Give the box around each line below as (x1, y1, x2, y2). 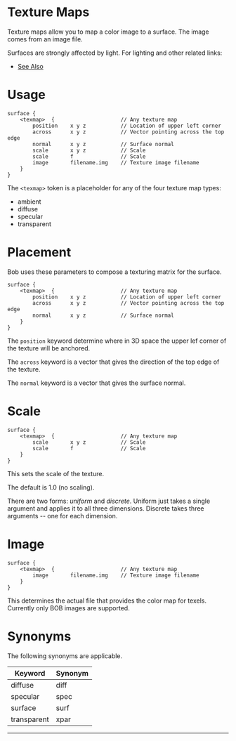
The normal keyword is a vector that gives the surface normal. (7, 379, 186, 387)
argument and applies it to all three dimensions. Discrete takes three (7, 504, 204, 513)
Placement (7, 244, 72, 261)
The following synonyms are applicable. (7, 651, 123, 660)
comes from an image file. (7, 34, 83, 43)
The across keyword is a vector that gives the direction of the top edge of (7, 358, 220, 366)
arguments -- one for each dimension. (7, 511, 118, 520)
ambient (17, 197, 41, 206)
